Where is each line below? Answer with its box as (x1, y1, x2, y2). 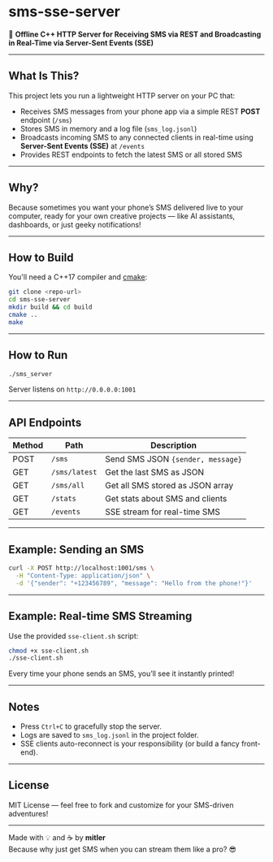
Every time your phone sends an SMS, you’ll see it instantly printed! (8, 669, 235, 678)
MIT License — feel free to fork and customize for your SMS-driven (8, 799, 234, 810)
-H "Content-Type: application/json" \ (15, 571, 151, 579)
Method (12, 440, 44, 451)
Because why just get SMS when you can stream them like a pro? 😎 (8, 844, 237, 854)
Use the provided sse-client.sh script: (8, 630, 139, 640)
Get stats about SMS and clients (105, 493, 227, 505)
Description (149, 440, 197, 451)
